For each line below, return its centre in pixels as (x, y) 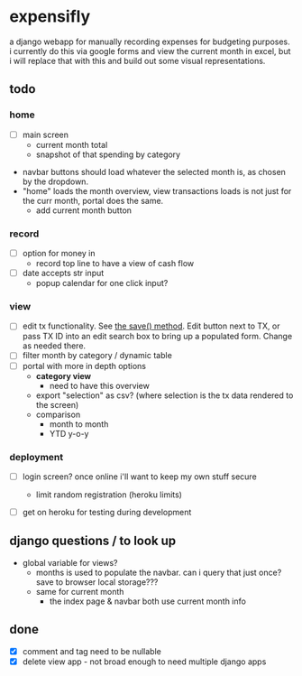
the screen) (57, 404)
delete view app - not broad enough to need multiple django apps (144, 662)
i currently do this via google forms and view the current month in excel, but (150, 51)
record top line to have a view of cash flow (115, 264)
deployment (37, 457)
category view (64, 375)
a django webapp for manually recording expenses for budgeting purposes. (150, 42)
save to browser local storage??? (97, 582)
